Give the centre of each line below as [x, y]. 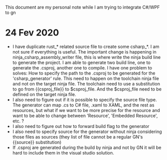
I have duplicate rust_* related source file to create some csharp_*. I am [86, 46]
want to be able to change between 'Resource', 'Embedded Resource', [85, 115]
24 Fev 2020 [32, 33]
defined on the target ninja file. [44, 94]
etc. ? [18, 121]
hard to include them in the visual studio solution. [63, 152]
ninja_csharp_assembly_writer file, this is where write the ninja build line [87, 57]
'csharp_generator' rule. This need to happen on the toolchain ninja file [86, 78]
